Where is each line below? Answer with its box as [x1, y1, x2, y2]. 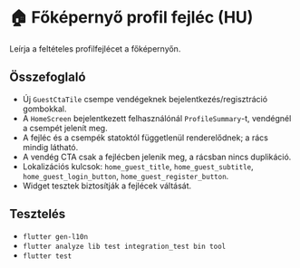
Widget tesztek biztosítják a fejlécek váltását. [22, 180, 192, 191]
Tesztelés [9, 206, 66, 222]
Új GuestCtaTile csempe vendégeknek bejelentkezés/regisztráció [22, 93, 268, 104]
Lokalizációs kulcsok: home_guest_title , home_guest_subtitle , [22, 160, 254, 172]
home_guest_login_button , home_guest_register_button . [22, 170, 229, 181]
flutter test [22, 251, 73, 261]
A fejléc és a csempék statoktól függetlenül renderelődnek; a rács [22, 132, 269, 143]
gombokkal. [22, 103, 67, 114]
